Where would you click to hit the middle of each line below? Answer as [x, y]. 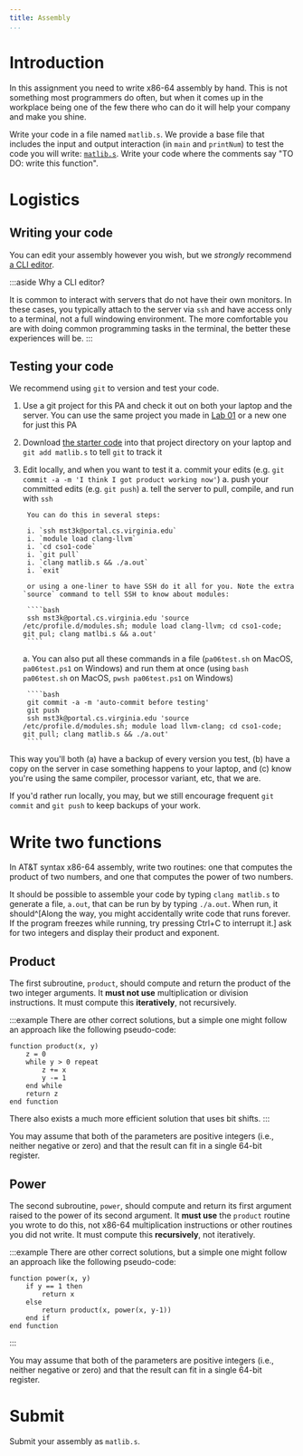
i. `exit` [45, 571]
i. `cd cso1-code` [62, 547]
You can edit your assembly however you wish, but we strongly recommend [151, 255]
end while [44, 1086]
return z [42, 1094]
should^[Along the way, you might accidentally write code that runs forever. [150, 914]
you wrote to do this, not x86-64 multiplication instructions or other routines [151, 1225]
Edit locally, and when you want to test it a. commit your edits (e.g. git [153, 470]
